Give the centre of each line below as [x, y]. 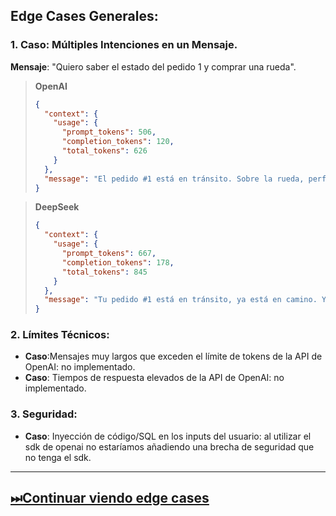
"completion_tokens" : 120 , [118, 142]
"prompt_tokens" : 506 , [109, 132]
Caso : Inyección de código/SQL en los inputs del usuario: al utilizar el [168, 436]
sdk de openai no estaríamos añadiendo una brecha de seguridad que [169, 446]
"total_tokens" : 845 [104, 272]
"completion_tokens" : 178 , [118, 262]
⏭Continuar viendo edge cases [110, 498]
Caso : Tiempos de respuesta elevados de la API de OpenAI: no [154, 378]
